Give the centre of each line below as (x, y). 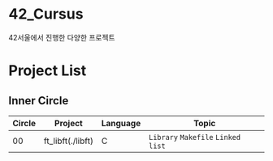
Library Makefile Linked (195, 137)
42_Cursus (46, 14)
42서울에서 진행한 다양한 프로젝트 (62, 37)
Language (121, 123)
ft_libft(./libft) (68, 141)
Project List (48, 71)
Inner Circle (39, 101)
